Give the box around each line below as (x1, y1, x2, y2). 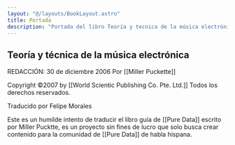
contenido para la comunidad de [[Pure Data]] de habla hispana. (7, 130, 192, 139)
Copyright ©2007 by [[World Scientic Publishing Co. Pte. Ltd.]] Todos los (7, 81, 218, 89)
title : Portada (7, 17, 52, 24)
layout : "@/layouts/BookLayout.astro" (7, 10, 120, 17)
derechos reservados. (7, 89, 71, 97)
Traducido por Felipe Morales (7, 102, 92, 110)
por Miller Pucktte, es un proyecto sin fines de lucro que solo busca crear (7, 123, 219, 131)
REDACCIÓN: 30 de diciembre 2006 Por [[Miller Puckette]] (7, 68, 176, 76)
